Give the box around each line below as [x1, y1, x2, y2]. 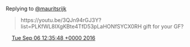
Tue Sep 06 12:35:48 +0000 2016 [11, 35, 96, 41]
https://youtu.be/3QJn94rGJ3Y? [20, 17, 102, 23]
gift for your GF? [143, 23, 184, 30]
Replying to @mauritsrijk [5, 5, 67, 12]
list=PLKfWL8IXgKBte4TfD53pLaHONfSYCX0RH [20, 23, 142, 30]
